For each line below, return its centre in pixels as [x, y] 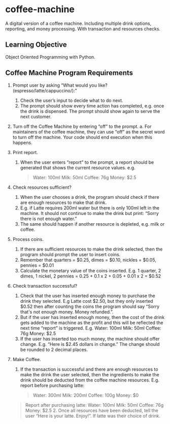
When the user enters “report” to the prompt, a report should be [87, 162]
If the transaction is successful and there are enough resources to [89, 369]
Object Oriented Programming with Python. [50, 57]
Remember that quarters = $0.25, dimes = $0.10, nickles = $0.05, [88, 260]
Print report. [25, 152]
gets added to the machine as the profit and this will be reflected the [92, 323]
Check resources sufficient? [42, 187]
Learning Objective [36, 45]
